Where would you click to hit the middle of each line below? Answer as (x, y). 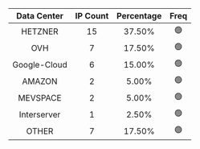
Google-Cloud (40, 64)
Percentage (139, 16)
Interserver (40, 114)
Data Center (40, 16)
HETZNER (40, 31)
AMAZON (40, 81)
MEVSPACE (40, 97)
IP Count (92, 16)
